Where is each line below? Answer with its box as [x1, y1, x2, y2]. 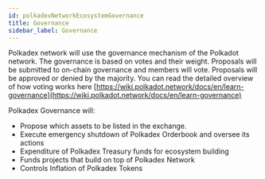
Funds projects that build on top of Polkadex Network [19, 155, 195, 165]
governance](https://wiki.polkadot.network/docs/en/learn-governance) [8, 91, 242, 100]
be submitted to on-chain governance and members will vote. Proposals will [8, 65, 258, 75]
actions [19, 138, 45, 148]
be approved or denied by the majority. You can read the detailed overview [8, 73, 254, 84]
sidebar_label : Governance [8, 26, 98, 34]
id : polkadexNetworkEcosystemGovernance [8, 11, 145, 20]
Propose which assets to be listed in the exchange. [19, 121, 187, 131]
